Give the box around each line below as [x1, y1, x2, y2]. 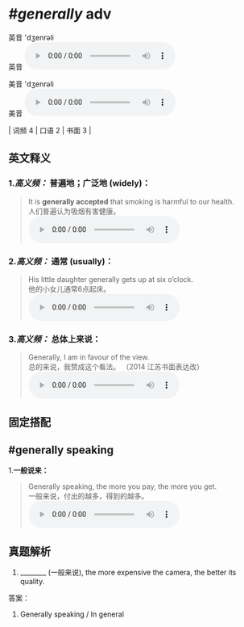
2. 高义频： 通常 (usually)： [8, 255, 114, 267]
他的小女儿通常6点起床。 [27, 284, 111, 293]
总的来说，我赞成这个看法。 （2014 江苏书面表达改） [27, 362, 204, 372]
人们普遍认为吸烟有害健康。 [27, 206, 121, 216]
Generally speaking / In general [19, 609, 125, 619]
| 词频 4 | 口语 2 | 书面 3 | [8, 125, 92, 135]
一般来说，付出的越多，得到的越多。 [27, 491, 149, 501]
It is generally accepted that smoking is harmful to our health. [27, 196, 235, 206]
